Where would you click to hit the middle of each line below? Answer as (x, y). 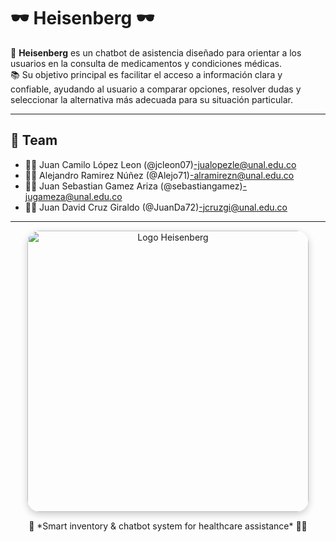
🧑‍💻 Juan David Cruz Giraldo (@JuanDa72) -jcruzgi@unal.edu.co (156, 207)
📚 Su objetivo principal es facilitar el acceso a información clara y (146, 74)
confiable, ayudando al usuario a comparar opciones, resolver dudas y (156, 89)
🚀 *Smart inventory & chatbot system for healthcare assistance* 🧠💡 (168, 526)
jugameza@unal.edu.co (73, 196)
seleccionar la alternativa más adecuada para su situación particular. (151, 99)
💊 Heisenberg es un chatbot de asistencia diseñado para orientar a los (156, 52)
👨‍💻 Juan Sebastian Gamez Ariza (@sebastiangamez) (133, 186)
